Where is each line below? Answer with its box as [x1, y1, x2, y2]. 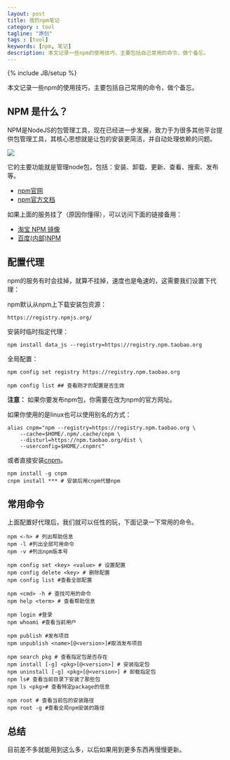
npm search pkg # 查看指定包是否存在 [7, 654, 108, 661]
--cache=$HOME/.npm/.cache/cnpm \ [20, 430, 121, 438]
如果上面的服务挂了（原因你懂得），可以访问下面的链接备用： [7, 210, 182, 218]
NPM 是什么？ [7, 106, 69, 118]
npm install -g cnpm [7, 470, 68, 477]
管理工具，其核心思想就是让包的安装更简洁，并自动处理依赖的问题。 [19, 134, 216, 143]
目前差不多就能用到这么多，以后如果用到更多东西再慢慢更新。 [7, 745, 186, 754]
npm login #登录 [7, 612, 53, 619]
